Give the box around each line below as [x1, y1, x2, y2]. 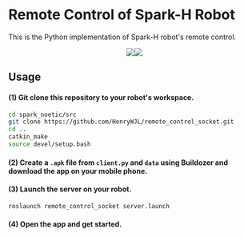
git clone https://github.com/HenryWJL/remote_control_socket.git [8, 118, 234, 126]
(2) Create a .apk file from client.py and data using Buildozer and [8, 158, 229, 167]
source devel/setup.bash [8, 140, 91, 149]
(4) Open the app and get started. [8, 219, 122, 229]
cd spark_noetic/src [8, 110, 78, 118]
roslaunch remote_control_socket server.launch [8, 202, 170, 210]
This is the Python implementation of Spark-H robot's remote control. [8, 32, 237, 42]
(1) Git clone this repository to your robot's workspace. [8, 92, 194, 102]
